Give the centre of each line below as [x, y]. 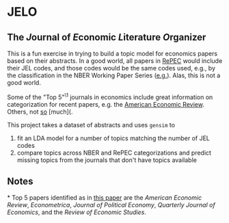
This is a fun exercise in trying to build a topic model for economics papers [112, 53]
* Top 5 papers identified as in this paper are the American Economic [105, 198]
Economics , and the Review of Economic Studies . [77, 212]
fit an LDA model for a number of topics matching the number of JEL [113, 138]
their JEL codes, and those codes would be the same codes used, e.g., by [111, 68]
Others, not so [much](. [40, 112]
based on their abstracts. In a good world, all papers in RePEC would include [115, 61]
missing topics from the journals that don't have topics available [107, 160]
